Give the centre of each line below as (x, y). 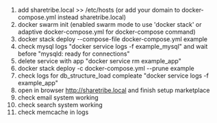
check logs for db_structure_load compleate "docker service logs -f (113, 76)
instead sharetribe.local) (92, 17)
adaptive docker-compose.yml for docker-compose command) (106, 32)
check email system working (58, 98)
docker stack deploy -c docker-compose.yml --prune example (106, 68)
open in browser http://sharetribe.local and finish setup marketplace (114, 90)
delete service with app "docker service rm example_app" (100, 61)
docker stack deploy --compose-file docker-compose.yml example (113, 39)
